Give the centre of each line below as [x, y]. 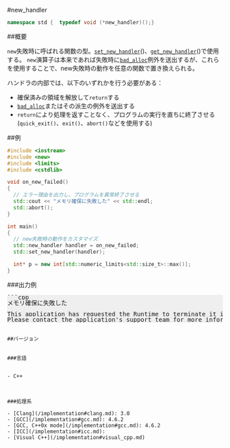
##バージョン [23, 339]
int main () [23, 226]
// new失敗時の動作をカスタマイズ [55, 239]
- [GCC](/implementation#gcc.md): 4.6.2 [66, 419]
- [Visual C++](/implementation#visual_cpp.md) [76, 437]
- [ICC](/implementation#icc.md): [56, 432]
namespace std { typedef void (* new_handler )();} [81, 23]
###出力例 [22, 285]
